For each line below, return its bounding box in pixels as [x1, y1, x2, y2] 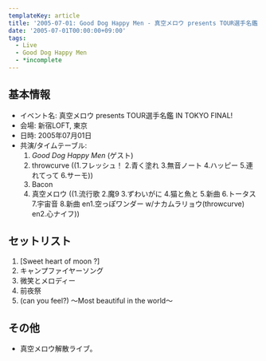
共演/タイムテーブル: [19, 141, 88, 150]
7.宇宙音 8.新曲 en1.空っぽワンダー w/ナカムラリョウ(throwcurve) [31, 199, 245, 208]
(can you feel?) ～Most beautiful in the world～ [19, 296, 174, 305]
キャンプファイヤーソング [19, 265, 104, 276]
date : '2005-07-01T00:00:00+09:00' [8, 26, 127, 34]
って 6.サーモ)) [45, 170, 94, 180]
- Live [15, 42, 37, 50]
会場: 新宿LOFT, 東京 [19, 121, 88, 130]
